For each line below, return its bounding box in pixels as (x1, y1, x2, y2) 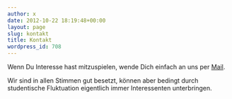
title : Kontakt (7, 37, 52, 44)
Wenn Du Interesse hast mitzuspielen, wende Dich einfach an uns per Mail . (7, 63, 226, 71)
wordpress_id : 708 (7, 43, 62, 50)
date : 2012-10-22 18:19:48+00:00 (7, 17, 106, 24)
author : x (7, 10, 37, 18)
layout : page (7, 23, 46, 30)
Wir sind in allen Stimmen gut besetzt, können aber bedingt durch (7, 76, 199, 85)
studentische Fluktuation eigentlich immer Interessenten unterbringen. (7, 84, 212, 92)
